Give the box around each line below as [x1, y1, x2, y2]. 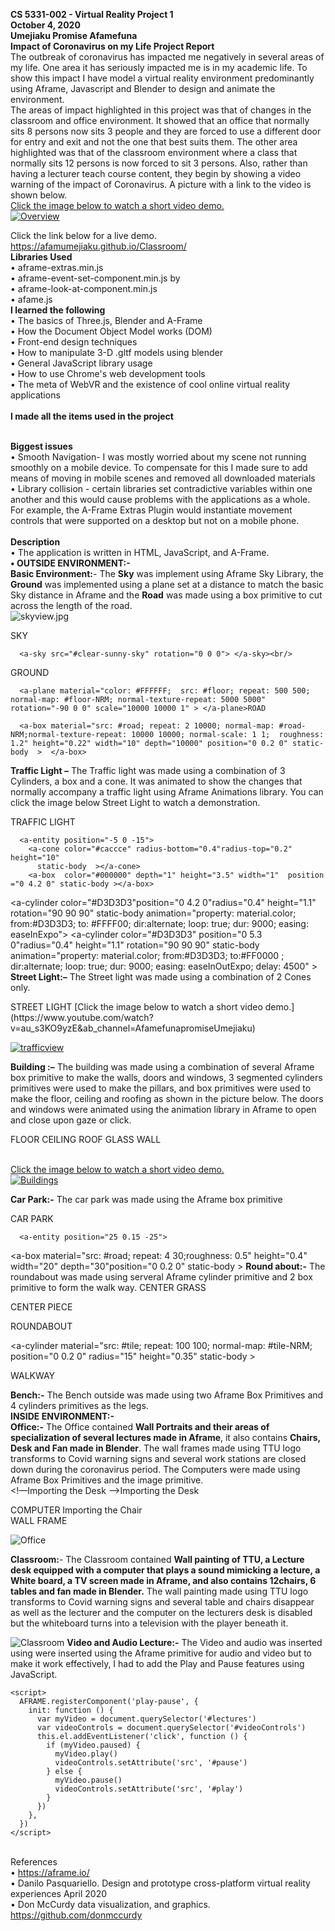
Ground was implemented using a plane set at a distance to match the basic [10, 579, 325, 590]
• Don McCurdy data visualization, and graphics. [10, 1899, 211, 1910]
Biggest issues [10, 440, 73, 452]
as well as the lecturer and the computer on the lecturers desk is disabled [10, 1607, 313, 1618]
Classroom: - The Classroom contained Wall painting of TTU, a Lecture [10, 1554, 305, 1565]
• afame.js [10, 294, 53, 305]
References [10, 1856, 58, 1868]
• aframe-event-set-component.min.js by [10, 272, 181, 284]
